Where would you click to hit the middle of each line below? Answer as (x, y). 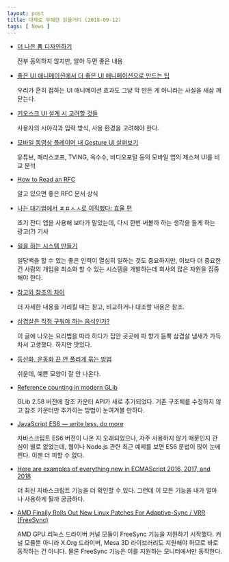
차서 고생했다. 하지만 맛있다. (54, 344)
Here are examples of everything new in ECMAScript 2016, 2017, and (113, 469)
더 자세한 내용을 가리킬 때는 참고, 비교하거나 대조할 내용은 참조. (101, 307)
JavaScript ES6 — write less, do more (70, 424)
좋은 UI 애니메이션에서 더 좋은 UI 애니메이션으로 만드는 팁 (93, 75)
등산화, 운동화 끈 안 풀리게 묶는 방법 (64, 359)
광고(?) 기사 (33, 231)
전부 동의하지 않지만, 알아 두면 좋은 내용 (70, 61)
